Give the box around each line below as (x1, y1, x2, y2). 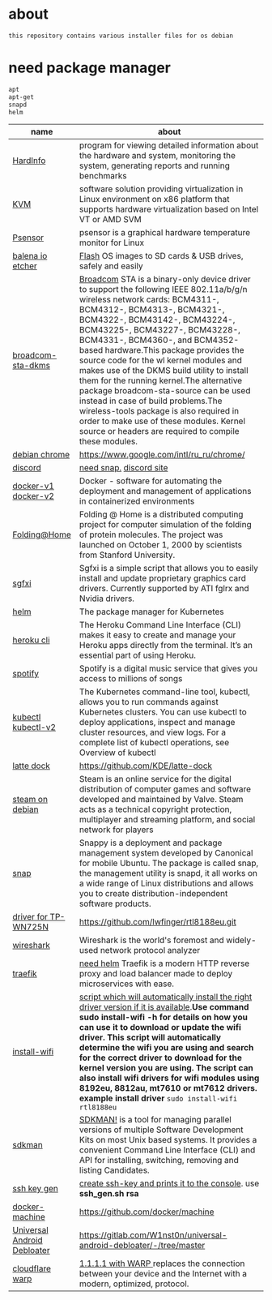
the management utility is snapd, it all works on (79, 868, 257, 879)
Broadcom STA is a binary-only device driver (79, 273, 251, 285)
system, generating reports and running (79, 160, 231, 171)
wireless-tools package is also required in (79, 405, 240, 417)
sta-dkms (12, 360, 51, 371)
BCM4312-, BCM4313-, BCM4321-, (79, 304, 225, 315)
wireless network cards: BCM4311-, (79, 294, 220, 305)
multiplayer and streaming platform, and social (79, 814, 256, 826)
